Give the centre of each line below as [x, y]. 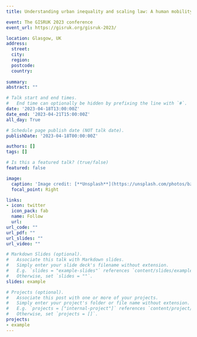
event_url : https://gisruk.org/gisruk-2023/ [61, 28]
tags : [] [17, 152]
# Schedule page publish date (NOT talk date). [65, 130]
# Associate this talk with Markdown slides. [65, 260]
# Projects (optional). [35, 292]
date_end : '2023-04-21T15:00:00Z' [48, 114]
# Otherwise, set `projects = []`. [52, 314]
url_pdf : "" [21, 232]
